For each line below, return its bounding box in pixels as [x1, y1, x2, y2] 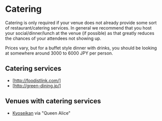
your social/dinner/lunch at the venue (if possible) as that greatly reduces [5, 30, 155, 36]
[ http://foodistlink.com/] [12, 77, 61, 83]
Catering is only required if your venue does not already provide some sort [5, 20, 157, 26]
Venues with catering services [5, 97, 101, 105]
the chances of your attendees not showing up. [5, 35, 101, 41]
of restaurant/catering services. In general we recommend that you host [5, 25, 152, 30]
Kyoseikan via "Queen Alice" [12, 110, 71, 116]
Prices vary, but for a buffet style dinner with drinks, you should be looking [5, 45, 157, 51]
